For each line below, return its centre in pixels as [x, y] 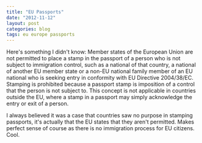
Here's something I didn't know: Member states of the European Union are [100, 52]
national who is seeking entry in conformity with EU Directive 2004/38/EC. [100, 78]
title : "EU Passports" [35, 12]
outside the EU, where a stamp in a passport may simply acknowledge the [99, 97]
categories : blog [28, 29]
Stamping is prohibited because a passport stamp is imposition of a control [101, 84]
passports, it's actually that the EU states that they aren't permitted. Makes [100, 122]
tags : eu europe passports [41, 35]
